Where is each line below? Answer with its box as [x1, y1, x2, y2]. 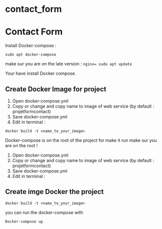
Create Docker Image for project [5, 85, 107, 93]
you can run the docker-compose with [5, 209, 83, 215]
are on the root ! [5, 142, 38, 148]
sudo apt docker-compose [5, 52, 56, 57]
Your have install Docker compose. [5, 70, 76, 76]
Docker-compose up [5, 219, 43, 224]
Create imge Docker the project [5, 187, 104, 196]
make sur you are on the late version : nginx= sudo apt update [5, 61, 132, 67]
